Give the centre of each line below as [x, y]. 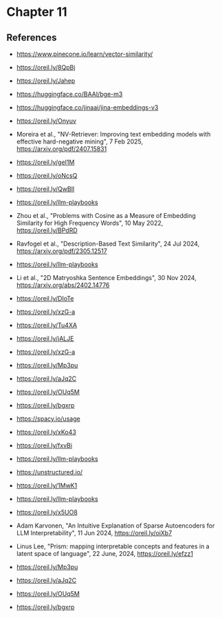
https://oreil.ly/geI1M [45, 162]
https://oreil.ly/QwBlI [45, 189]
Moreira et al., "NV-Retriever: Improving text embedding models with [113, 134]
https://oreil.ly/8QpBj [46, 67]
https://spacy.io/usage [48, 419]
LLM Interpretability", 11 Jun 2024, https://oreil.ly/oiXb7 [94, 533]
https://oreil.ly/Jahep [46, 81]
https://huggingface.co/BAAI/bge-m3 [69, 94]
